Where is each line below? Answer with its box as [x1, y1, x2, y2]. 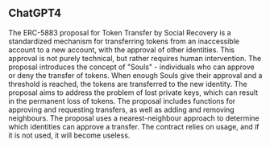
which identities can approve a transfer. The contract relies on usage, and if [8, 121, 260, 131]
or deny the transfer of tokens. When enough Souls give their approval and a [8, 70, 263, 80]
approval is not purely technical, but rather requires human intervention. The [8, 53, 262, 63]
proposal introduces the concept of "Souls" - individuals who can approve [8, 62, 255, 72]
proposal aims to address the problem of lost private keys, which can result [8, 88, 259, 97]
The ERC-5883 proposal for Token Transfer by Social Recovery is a [8, 27, 231, 37]
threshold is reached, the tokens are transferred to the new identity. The [8, 79, 247, 88]
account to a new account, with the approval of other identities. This [8, 44, 235, 55]
